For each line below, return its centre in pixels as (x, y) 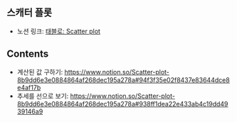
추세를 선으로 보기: (43, 96)
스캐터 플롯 (30, 13)
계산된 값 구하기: (40, 72)
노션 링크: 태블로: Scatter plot (59, 31)
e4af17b (29, 87)
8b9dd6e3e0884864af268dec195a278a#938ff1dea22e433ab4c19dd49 (122, 104)
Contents (28, 54)
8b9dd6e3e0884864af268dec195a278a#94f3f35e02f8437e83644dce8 (123, 79)
